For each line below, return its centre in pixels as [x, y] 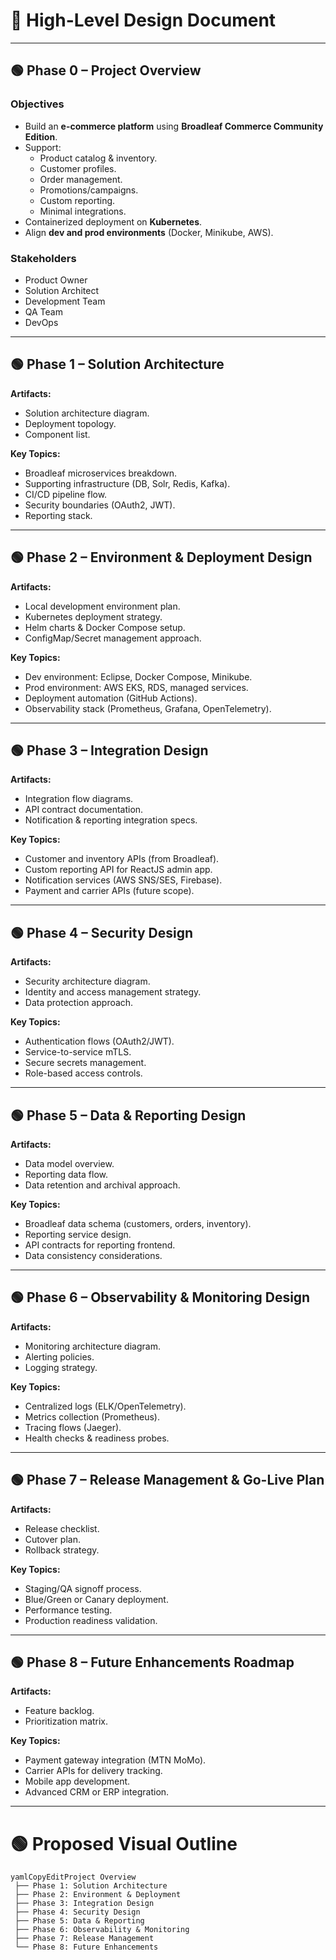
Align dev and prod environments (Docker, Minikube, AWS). [149, 232]
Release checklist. [62, 1528]
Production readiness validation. [91, 1620]
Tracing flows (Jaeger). [73, 1427]
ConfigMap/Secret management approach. [113, 638]
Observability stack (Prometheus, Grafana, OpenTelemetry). [148, 708]
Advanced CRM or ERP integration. [97, 1792]
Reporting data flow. [66, 1174]
